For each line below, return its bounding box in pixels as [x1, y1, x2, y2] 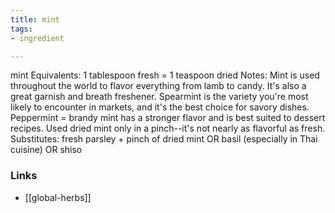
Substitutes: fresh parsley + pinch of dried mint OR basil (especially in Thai [10, 133, 318, 145]
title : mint [10, 14, 60, 25]
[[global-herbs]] [24, 191, 92, 203]
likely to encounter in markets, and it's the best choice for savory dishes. [10, 101, 310, 113]
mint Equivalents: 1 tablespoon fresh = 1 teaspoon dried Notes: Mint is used [10, 69, 320, 81]
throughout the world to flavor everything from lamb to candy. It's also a [10, 80, 307, 92]
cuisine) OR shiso [10, 144, 83, 156]
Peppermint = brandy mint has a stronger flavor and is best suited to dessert [10, 112, 326, 124]
